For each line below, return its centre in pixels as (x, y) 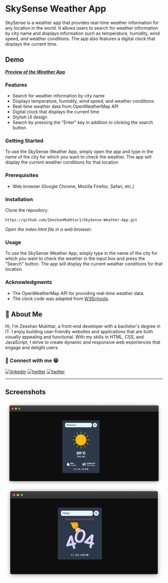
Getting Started (24, 140)
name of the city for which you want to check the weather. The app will (78, 157)
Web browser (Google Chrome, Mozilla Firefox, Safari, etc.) (73, 186)
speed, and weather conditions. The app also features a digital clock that (80, 39)
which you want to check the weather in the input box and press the (75, 258)
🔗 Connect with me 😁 (32, 361)
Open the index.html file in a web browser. (49, 229)
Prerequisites (22, 175)
